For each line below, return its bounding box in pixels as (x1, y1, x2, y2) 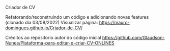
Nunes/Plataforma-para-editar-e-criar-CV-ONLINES (5, 40, 115, 46)
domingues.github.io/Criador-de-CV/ (5, 25, 83, 31)
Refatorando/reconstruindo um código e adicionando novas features (5, 14, 149, 20)
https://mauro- (99, 20, 130, 25)
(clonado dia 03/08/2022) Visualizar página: (5, 20, 98, 25)
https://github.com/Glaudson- (102, 35, 165, 40)
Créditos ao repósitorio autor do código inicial (5, 35, 101, 40)
